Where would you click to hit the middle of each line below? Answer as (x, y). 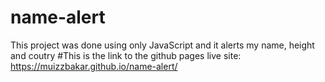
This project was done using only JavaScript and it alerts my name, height (162, 45)
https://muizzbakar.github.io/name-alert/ (94, 66)
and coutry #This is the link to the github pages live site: (126, 55)
